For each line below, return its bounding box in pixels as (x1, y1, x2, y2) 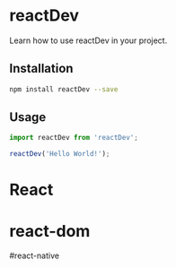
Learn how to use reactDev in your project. (9, 35, 168, 46)
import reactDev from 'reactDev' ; (9, 134, 139, 143)
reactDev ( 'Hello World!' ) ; (9, 150, 110, 159)
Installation (9, 61, 74, 76)
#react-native (9, 250, 60, 261)
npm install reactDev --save (9, 84, 119, 94)
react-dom (9, 220, 91, 241)
